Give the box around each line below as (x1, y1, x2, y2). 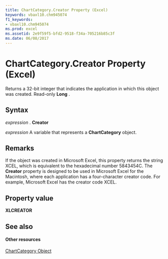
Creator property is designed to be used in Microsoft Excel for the (5, 168, 144, 174)
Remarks (5, 144, 35, 153)
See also (5, 222, 33, 231)
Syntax (5, 106, 29, 115)
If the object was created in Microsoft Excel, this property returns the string (5, 158, 163, 164)
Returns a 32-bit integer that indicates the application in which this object (5, 85, 159, 92)
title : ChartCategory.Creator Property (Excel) (5, 7, 108, 13)
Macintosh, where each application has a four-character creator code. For (5, 174, 161, 180)
